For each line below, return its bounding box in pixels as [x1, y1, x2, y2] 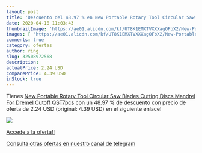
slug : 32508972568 [6, 54, 52, 60]
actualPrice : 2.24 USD [6, 64, 63, 71]
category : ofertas [6, 43, 52, 49]
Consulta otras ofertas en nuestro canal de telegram [6, 140, 136, 148]
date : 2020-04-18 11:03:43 [6, 20, 74, 26]
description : [6, 59, 39, 65]
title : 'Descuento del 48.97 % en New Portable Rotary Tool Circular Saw [6, 14, 195, 20]
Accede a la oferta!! [6, 128, 55, 136]
